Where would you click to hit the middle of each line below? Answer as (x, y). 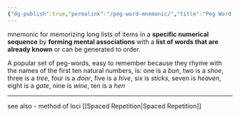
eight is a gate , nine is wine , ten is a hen (66, 85)
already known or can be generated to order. (74, 49)
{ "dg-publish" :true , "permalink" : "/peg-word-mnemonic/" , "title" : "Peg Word (120, 14)
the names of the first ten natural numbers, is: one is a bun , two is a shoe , (115, 70)
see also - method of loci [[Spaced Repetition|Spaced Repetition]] (104, 106)
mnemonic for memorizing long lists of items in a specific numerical (108, 34)
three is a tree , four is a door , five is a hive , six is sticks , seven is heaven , (114, 78)
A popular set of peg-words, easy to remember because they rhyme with (115, 63)
